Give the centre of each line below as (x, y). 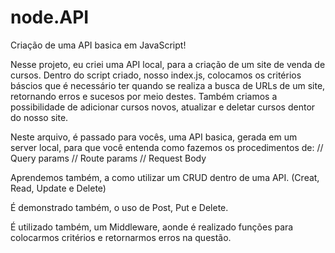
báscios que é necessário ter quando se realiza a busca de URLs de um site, (168, 85)
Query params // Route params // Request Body (108, 158)
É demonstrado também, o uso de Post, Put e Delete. (119, 207)
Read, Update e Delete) (58, 188)
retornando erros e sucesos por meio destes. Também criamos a (144, 96)
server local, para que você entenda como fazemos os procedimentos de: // (167, 147)
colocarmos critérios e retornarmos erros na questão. (121, 237)
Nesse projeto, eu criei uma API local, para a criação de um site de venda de (168, 64)
